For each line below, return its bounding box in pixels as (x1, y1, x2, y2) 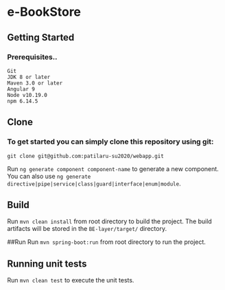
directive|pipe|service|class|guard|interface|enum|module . (7, 179, 181, 188)
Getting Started (7, 32, 75, 43)
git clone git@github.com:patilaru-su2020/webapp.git (7, 153, 165, 159)
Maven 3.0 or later (7, 80, 63, 87)
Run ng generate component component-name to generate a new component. (7, 164, 220, 172)
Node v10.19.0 (7, 91, 48, 98)
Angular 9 (7, 85, 36, 93)
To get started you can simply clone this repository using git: (7, 137, 214, 146)
